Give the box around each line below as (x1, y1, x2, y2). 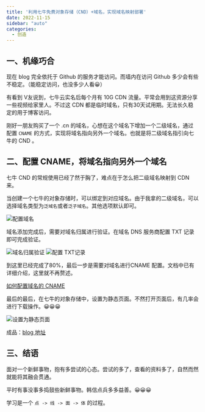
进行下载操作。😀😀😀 (6, 302, 61, 310)
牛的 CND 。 (6, 137, 38, 144)
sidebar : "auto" (6, 20, 48, 26)
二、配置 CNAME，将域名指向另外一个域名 (6, 157, 167, 167)
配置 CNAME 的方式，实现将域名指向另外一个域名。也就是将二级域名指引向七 (6, 129, 194, 137)
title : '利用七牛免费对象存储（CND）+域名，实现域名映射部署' (6, 9, 146, 15)
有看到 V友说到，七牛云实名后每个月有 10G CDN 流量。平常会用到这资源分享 (6, 93, 198, 101)
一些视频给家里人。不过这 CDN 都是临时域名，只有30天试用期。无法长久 (6, 101, 189, 108)
